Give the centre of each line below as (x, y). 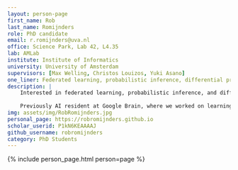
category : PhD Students (42, 139)
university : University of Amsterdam (63, 67)
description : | (30, 86)
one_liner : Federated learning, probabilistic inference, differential (115, 80)
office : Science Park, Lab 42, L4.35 (63, 47)
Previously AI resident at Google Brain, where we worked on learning (126, 106)
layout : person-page (38, 14)
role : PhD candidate (38, 34)
